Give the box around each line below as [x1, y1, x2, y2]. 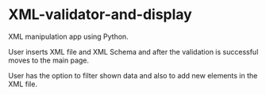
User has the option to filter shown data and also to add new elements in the [8, 70, 258, 80]
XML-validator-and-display [8, 6, 192, 24]
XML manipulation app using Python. [8, 32, 129, 41]
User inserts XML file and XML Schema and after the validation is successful [8, 47, 259, 56]
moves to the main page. [8, 55, 90, 65]
